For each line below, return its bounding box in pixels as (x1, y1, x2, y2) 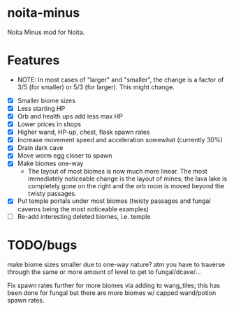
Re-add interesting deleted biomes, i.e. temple (17, 212, 151, 220)
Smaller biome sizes (17, 96, 75, 105)
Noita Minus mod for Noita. (7, 28, 85, 36)
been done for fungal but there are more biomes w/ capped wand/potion (7, 288, 217, 297)
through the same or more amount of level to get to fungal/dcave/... (7, 267, 201, 276)
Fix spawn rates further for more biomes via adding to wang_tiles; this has (7, 281, 221, 289)
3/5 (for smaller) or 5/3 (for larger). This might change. (17, 82, 175, 91)
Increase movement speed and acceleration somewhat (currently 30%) (17, 136, 224, 144)
